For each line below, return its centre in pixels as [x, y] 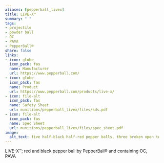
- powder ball [20, 32]
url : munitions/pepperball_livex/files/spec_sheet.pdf [66, 128]
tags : [10, 23]
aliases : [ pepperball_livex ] [35, 10]
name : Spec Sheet [27, 123]
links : [12, 55]
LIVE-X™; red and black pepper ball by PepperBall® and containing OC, [76, 151]
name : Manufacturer [29, 69]
